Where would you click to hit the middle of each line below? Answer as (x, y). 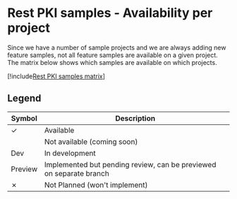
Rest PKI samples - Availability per (110, 13)
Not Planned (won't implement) (96, 185)
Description (135, 118)
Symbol (24, 118)
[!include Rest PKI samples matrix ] (56, 76)
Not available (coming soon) (91, 141)
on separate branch (77, 173)
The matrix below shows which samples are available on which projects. (112, 62)
